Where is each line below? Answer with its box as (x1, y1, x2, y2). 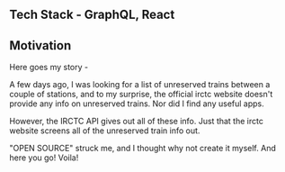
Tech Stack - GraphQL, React (9, 7, 175, 23)
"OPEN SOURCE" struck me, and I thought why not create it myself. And (9, 143, 276, 154)
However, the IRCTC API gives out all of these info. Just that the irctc (9, 116, 263, 127)
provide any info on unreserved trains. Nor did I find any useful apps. (9, 98, 265, 109)
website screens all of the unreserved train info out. (9, 125, 200, 136)
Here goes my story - (9, 62, 88, 73)
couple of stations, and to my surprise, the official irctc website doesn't (9, 89, 273, 100)
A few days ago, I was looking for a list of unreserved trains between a (9, 79, 271, 90)
